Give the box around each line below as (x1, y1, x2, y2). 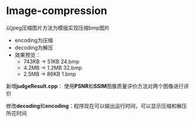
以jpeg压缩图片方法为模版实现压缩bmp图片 (6, 24, 110, 31)
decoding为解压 (14, 44, 53, 51)
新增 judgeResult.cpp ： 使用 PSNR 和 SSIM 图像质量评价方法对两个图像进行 (6, 82, 184, 89)
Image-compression (6, 4, 107, 18)
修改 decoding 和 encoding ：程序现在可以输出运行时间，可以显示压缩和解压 (6, 102, 187, 109)
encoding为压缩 (14, 36, 53, 43)
